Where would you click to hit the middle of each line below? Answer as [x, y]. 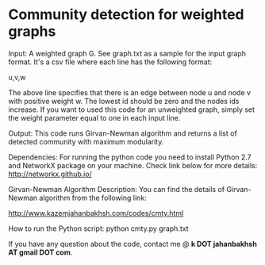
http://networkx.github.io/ [50, 174]
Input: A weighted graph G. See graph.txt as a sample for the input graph [127, 53]
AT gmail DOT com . [40, 252]
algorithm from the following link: [93, 198]
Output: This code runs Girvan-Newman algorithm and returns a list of [123, 133]
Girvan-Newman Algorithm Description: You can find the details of [116, 189]
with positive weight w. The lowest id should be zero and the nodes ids [124, 101]
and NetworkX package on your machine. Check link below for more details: [133, 165]
